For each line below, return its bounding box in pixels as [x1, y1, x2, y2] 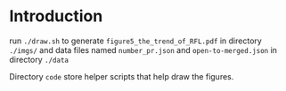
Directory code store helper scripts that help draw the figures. [9, 71, 234, 81]
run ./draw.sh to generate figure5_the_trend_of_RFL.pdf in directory [9, 35, 263, 46]
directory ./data [9, 54, 69, 64]
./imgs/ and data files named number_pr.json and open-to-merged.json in [9, 44, 278, 55]
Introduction [9, 6, 103, 27]
